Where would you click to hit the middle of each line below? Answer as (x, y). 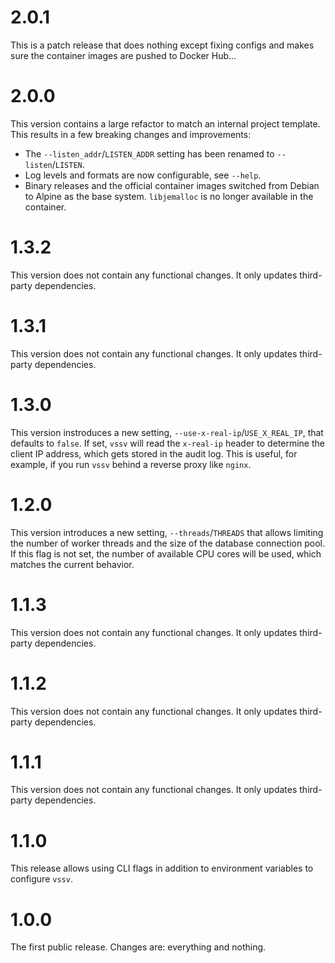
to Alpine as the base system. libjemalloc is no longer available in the (169, 196)
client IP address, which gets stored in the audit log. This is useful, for (154, 453)
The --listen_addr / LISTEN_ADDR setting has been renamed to (149, 153)
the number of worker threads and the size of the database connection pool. (167, 543)
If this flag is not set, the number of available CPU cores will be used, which (166, 553)
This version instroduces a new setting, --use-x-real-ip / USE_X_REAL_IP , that (167, 432)
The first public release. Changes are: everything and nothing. (138, 947)
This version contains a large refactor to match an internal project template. (165, 123)
